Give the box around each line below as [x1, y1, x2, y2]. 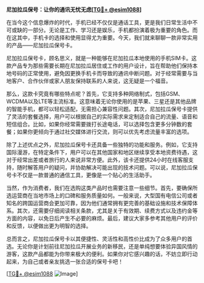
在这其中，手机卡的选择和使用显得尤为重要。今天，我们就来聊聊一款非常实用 [6, 34, 198, 41]
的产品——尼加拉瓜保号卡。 [6, 42, 76, 49]
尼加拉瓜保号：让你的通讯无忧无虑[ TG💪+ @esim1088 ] [6, 6, 142, 13]
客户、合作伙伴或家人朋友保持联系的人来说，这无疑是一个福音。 [11, 77, 171, 84]
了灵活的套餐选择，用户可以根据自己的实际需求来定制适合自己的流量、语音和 [6, 113, 198, 120]
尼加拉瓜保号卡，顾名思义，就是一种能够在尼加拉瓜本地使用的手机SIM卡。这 [6, 55, 197, 61]
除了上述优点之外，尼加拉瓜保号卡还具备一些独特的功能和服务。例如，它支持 [6, 141, 198, 148]
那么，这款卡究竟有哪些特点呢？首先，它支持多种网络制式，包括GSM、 [6, 90, 184, 97]
